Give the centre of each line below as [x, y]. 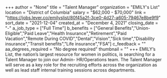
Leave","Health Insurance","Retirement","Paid [81, 33]
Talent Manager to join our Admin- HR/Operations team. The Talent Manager [83, 59]
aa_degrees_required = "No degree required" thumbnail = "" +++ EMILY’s [80, 49]
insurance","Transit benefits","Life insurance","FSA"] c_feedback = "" [76, 44]
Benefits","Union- [132, 28]
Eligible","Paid [19, 33]
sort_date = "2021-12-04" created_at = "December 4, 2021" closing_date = [82, 23]
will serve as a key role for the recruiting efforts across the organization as [81, 65]
